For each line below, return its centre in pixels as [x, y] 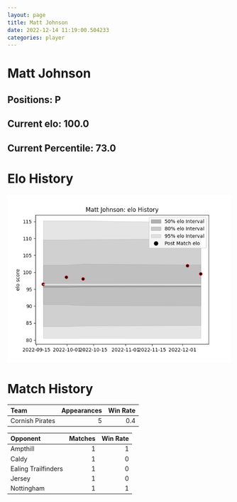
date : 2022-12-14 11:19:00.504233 [59, 30]
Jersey [20, 479]
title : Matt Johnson [38, 22]
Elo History [40, 178]
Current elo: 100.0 [48, 124]
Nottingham [27, 488]
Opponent [26, 439]
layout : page [27, 15]
